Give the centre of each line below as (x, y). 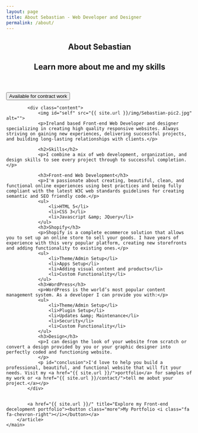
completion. (172, 160)
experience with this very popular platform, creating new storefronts (96, 243)
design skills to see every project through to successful (81, 160)
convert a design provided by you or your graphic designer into (88, 347)
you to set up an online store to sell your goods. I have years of (92, 238)
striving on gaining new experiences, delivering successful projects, (96, 134)
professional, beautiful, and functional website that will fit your (94, 368)
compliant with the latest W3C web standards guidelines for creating (95, 191)
